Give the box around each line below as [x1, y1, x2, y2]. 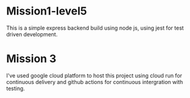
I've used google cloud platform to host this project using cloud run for [6, 71, 183, 79]
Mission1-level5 [6, 4, 88, 18]
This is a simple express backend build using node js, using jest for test [6, 24, 184, 31]
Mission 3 [6, 52, 56, 66]
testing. [6, 85, 25, 92]
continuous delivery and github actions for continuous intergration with [6, 78, 183, 85]
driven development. [6, 30, 58, 38]
